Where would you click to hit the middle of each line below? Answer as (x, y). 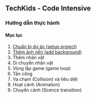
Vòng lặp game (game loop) (42, 68)
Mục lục (14, 35)
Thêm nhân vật (28, 57)
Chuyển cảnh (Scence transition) (47, 90)
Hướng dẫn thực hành (33, 23)
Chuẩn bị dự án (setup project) (45, 46)
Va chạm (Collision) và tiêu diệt (45, 79)
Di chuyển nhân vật (33, 63)
